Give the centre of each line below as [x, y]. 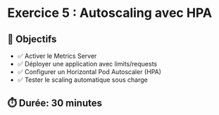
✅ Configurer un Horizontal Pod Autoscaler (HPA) [89, 72]
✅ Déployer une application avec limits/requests [87, 64]
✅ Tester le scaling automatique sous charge [82, 80]
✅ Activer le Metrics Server [57, 56]
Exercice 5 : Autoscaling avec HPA [110, 13]
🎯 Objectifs [32, 39]
